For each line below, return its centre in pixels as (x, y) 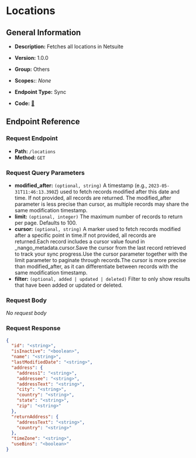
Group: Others (32, 69)
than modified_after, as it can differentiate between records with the (96, 266)
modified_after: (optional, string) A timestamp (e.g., (81, 185)
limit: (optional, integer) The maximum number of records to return (99, 216)
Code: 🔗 (25, 103)
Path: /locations (35, 151)
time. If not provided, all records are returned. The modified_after (93, 198)
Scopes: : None (33, 81)
